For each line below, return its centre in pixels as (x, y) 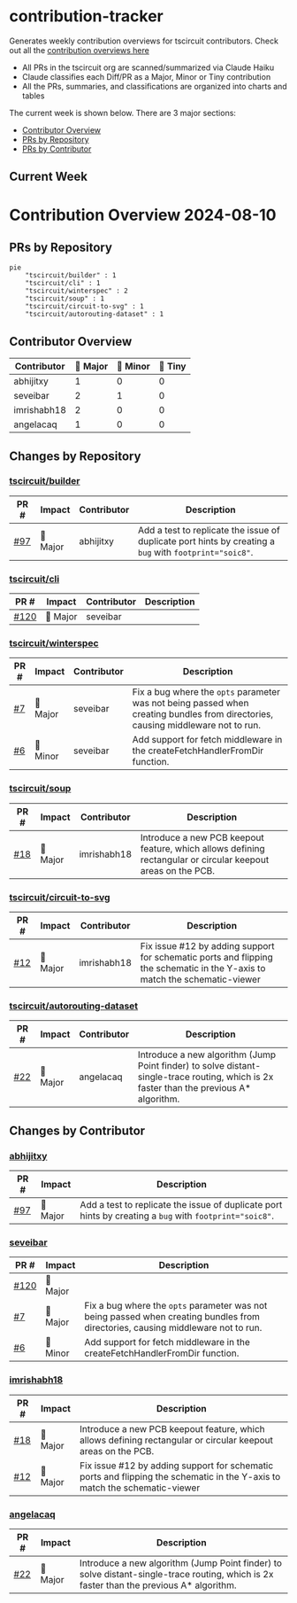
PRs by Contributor (57, 149)
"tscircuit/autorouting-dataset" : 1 (95, 315)
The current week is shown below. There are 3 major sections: (123, 113)
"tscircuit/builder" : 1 (71, 276)
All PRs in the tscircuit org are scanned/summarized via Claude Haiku (148, 67)
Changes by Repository (75, 456)
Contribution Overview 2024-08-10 (143, 215)
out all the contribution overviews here (80, 50)
